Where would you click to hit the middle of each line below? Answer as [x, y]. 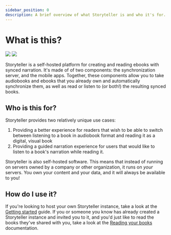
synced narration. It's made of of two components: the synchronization [80, 70]
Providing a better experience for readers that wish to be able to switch [88, 130]
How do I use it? [31, 194]
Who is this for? [31, 108]
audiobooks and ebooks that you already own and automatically [73, 81]
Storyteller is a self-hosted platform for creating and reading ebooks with [82, 65]
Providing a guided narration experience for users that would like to [84, 147]
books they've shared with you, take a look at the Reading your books [79, 223]
